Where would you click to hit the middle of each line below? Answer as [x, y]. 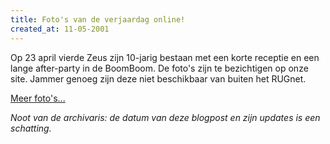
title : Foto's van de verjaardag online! [98, 19]
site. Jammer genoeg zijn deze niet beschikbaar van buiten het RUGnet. [158, 78]
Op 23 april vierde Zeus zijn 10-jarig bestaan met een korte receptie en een [165, 57]
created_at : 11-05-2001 [60, 29]
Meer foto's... [38, 98]
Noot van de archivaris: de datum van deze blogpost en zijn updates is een [165, 117]
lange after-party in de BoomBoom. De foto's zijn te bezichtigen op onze [159, 68]
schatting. [31, 128]
